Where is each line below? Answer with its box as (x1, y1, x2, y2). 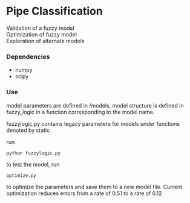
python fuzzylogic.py (6, 150, 61, 156)
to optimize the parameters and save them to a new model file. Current (6, 183, 183, 190)
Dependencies (6, 52, 50, 61)
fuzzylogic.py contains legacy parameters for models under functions (6, 120, 180, 127)
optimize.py (6, 172, 36, 179)
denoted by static (6, 126, 50, 134)
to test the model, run (6, 160, 60, 168)
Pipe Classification (6, 4, 103, 18)
